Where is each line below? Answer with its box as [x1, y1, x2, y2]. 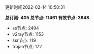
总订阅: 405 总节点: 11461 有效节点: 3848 [5, 15, 90, 21]
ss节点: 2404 [12, 25, 39, 31]
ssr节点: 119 [12, 37, 36, 43]
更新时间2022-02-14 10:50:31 [5, 4, 65, 10]
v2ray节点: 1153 [12, 31, 44, 37]
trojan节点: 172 [12, 44, 42, 49]
